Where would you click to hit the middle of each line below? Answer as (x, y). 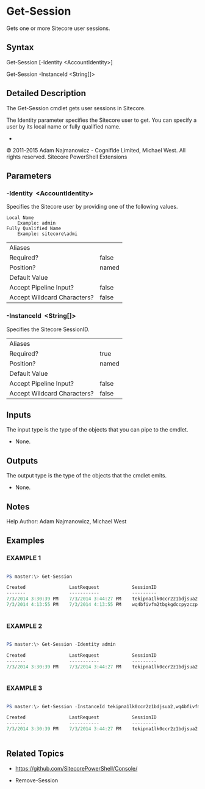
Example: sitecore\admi (48, 234)
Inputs (19, 415)
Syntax (20, 47)
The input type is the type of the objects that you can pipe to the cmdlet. (97, 430)
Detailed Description (46, 93)
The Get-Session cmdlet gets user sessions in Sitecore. (76, 108)
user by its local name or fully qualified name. (63, 126)
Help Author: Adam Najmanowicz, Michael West (67, 521)
